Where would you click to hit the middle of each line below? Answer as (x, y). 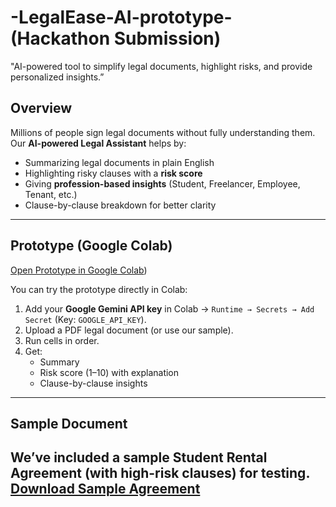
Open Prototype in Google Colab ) (79, 270)
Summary (59, 362)
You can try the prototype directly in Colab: (99, 289)
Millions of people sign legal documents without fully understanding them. (163, 132)
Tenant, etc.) (51, 194)
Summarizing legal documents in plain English (119, 162)
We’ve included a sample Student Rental (139, 457)
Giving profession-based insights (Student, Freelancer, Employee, (162, 183)
